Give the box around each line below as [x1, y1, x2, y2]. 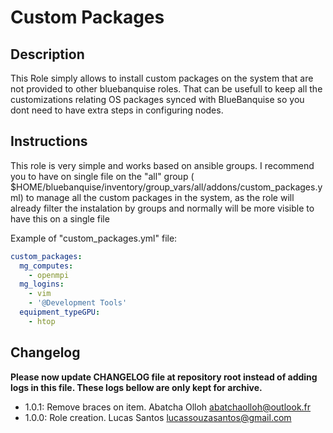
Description [10, 46, 85, 63]
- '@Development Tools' [28, 298, 128, 308]
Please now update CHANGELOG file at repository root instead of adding [10, 371, 318, 383]
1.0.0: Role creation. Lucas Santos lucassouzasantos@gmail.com [24, 411, 292, 423]
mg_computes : [19, 261, 74, 271]
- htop [28, 316, 56, 326]
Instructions [10, 133, 88, 150]
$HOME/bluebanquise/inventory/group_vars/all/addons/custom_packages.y [10, 181, 323, 193]
